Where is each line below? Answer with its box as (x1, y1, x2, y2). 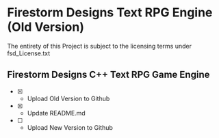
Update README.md (27, 109, 86, 117)
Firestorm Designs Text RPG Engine (7, 5, 213, 20)
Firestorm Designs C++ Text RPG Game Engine (7, 69, 210, 81)
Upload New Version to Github (27, 123, 113, 131)
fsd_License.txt (7, 49, 51, 57)
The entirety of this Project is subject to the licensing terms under (7, 42, 192, 50)
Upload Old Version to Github (27, 94, 110, 102)
